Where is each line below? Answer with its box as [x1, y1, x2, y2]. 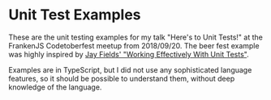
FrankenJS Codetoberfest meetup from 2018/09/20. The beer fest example [8, 40, 260, 50]
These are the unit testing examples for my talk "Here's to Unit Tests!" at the [8, 32, 264, 42]
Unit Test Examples [8, 6, 141, 24]
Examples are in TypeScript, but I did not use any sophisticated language [8, 65, 252, 74]
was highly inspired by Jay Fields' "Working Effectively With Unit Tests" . [8, 49, 249, 59]
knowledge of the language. [8, 82, 102, 92]
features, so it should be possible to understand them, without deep [8, 73, 235, 83]
